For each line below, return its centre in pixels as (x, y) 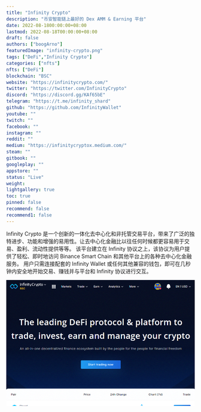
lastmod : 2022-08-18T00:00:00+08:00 (52, 32)
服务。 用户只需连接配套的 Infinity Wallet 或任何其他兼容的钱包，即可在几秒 (99, 263)
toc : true (19, 196)
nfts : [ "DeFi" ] (25, 70)
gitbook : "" (21, 158)
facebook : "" (22, 127)
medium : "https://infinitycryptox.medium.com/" (67, 146)
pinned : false (24, 203)
